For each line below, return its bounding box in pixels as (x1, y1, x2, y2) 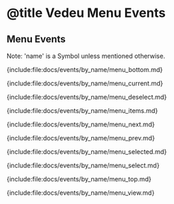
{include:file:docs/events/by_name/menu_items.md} (6, 107, 158, 114)
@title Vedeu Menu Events (6, 5, 166, 21)
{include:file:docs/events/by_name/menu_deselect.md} (6, 93, 168, 101)
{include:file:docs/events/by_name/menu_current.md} (6, 79, 163, 88)
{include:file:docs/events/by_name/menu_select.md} (6, 161, 160, 169)
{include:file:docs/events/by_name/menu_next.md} (6, 120, 155, 128)
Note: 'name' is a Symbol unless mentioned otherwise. (6, 52, 166, 60)
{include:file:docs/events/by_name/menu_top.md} (6, 175, 152, 183)
